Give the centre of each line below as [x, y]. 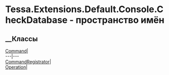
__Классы [22, 39]
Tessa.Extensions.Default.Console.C [84, 9]
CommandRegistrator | [28, 62]
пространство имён [120, 20]
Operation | [16, 67]
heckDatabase [36, 20]
